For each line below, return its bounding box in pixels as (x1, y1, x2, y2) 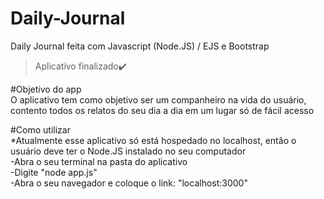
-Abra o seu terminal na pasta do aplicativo (10, 155, 188, 167)
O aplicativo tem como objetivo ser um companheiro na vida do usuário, (10, 93, 307, 106)
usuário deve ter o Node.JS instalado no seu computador (10, 145, 247, 157)
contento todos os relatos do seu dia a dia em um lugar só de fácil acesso (10, 104, 315, 116)
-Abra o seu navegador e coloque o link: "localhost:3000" (10, 177, 248, 189)
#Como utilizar (10, 123, 71, 136)
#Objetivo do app (10, 83, 82, 95)
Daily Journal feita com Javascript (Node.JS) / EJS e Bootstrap (10, 40, 270, 52)
